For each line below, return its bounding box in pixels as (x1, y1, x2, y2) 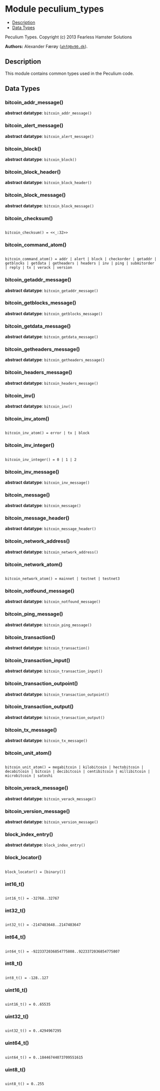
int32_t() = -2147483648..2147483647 (5, 922, 81, 927)
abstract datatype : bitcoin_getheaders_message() (5, 357, 105, 363)
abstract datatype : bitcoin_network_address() (5, 549, 99, 555)
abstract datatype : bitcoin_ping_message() (5, 622, 92, 628)
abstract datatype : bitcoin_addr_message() (5, 110, 92, 116)
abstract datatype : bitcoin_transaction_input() (5, 668, 103, 674)
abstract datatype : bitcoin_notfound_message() (5, 598, 101, 604)
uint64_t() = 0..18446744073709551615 (5, 1055, 83, 1060)
